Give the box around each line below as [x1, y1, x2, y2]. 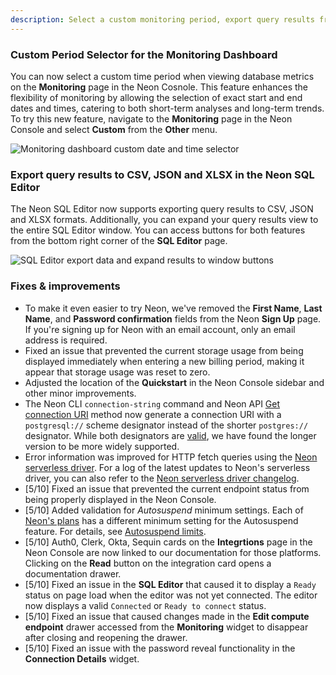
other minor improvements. [24, 387, 137, 399]
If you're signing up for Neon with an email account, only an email [24, 323, 296, 335]
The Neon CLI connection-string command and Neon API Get [24, 397, 281, 410]
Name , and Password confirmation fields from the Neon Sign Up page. [24, 312, 322, 325]
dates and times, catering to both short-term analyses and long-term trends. [10, 102, 325, 114]
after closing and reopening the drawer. [24, 631, 188, 643]
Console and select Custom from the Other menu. [10, 123, 218, 135]
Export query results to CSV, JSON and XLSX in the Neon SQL [10, 167, 315, 181]
